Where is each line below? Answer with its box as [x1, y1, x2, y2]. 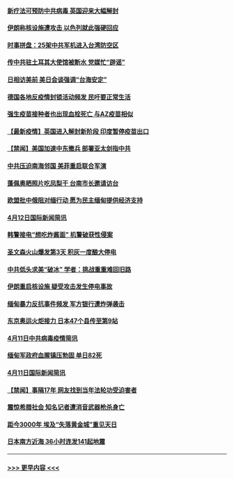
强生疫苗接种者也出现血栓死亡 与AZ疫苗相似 [7, 110, 134, 118]
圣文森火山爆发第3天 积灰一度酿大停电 [7, 247, 117, 256]
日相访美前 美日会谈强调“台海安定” [7, 75, 107, 84]
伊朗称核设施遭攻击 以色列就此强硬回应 [7, 24, 119, 32]
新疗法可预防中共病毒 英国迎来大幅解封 [7, 6, 119, 15]
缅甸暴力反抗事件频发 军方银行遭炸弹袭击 [7, 300, 125, 308]
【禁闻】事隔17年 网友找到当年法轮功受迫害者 [7, 385, 137, 394]
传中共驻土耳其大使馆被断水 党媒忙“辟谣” [7, 58, 125, 66]
